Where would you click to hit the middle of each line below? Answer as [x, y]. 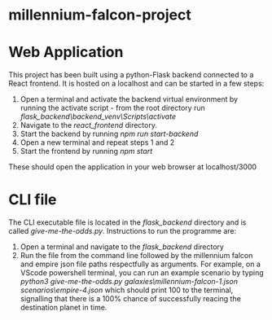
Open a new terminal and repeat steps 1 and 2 [97, 142]
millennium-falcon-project [100, 15]
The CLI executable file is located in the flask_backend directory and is [127, 222]
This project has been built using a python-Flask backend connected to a [131, 75]
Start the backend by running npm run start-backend [109, 134]
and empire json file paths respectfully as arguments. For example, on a [140, 264]
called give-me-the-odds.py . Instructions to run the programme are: [123, 231]
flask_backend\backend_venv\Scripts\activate [98, 116]
